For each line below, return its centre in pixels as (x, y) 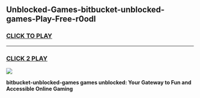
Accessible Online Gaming (40, 88)
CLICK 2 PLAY (27, 58)
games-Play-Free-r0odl (51, 19)
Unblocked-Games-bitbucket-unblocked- (85, 10)
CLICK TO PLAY (29, 36)
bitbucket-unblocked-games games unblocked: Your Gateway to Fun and (99, 82)
